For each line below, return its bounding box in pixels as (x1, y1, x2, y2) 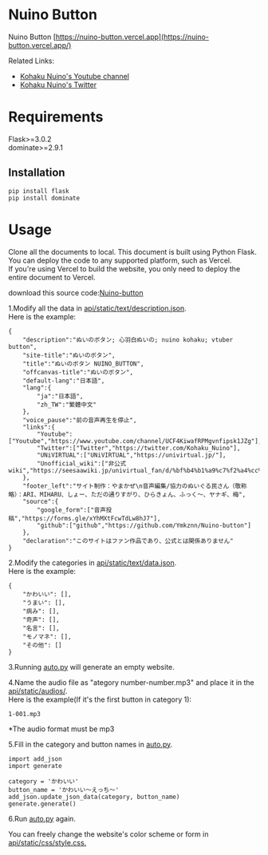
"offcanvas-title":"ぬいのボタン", (22, 368, 134, 376)
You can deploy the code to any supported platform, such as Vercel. (8, 255, 232, 265)
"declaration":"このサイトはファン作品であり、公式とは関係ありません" (22, 536, 234, 544)
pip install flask (8, 187, 69, 195)
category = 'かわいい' (8, 777, 79, 786)
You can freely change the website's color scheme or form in (8, 829, 209, 839)
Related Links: (8, 56, 55, 65)
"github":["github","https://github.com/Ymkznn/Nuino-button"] (37, 521, 251, 529)
